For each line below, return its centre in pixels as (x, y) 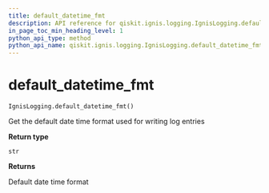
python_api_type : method (50, 38)
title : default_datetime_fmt (57, 16)
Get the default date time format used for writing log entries (107, 122)
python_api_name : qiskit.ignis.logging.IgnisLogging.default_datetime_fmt (136, 46)
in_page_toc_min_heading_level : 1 (66, 30)
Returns (22, 167)
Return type (29, 137)
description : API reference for (62, 23)
